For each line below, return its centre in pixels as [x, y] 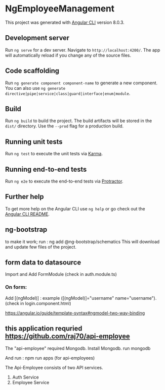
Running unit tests [34, 142]
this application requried [44, 329]
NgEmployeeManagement [60, 9]
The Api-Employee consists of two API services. [54, 367]
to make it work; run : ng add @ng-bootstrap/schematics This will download [82, 242]
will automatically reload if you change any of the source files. [68, 55]
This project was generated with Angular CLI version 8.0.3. [65, 22]
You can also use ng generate [35, 88]
